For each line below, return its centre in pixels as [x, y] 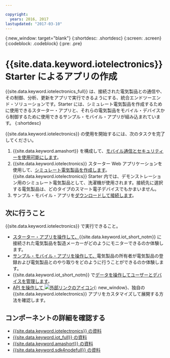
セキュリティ [150, 151]
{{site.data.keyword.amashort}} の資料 [53, 343]
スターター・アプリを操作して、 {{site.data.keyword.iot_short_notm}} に [87, 237]
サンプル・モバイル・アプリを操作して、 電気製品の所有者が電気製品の [86, 256]
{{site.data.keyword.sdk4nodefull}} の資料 [57, 350]
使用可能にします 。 [42, 157]
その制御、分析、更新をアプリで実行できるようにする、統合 [67, 98]
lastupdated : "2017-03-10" [34, 24]
